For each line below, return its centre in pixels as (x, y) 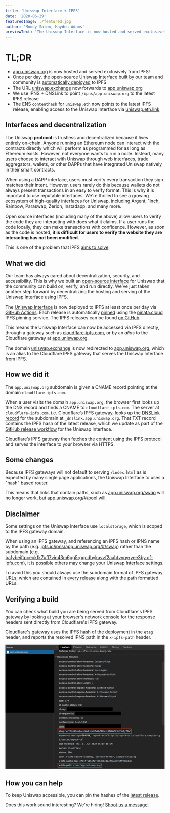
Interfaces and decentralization (56, 125)
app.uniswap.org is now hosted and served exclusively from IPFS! (81, 72)
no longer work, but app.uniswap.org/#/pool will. (56, 498)
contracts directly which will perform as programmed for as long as (75, 148)
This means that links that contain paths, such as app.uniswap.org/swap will (85, 493)
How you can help (34, 783)
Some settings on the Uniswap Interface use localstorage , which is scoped (84, 526)
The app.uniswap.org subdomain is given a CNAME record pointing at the (81, 387)
